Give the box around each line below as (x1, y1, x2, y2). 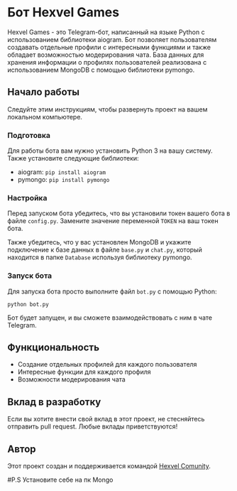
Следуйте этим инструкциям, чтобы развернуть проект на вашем (7, 104, 208, 114)
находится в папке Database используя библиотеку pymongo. (7, 253, 193, 261)
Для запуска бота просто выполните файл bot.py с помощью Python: (7, 287, 218, 296)
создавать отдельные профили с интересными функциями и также (7, 43, 211, 51)
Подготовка (7, 130, 51, 140)
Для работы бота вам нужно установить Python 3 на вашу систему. (7, 146, 213, 155)
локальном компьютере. (7, 112, 83, 121)
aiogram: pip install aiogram (17, 168, 106, 176)
